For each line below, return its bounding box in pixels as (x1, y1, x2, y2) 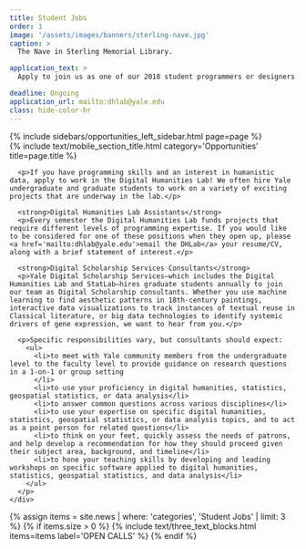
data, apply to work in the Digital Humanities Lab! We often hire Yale (9, 175, 291, 185)
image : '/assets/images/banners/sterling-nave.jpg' (9, 30, 209, 39)
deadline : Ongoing (9, 88, 79, 98)
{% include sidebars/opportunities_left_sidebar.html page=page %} (9, 130, 262, 141)
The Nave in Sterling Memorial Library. (17, 47, 173, 57)
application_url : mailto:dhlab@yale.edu (9, 97, 166, 106)
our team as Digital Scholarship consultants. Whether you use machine (9, 287, 287, 296)
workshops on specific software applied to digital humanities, (9, 462, 259, 472)
